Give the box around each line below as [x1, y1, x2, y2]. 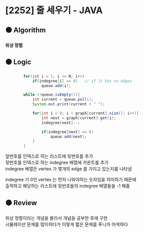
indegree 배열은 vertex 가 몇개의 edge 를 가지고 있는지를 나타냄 [5, 166, 132, 172]
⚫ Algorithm [5, 26, 46, 34]
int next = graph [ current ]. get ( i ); [41, 115, 116, 120]
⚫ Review [5, 198, 37, 207]
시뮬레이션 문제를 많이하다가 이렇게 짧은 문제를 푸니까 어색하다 [5, 221, 128, 227]
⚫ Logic [5, 58, 32, 66]
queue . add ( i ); [41, 83, 71, 88]
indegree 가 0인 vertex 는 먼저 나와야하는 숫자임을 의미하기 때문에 [5, 176, 136, 182]
